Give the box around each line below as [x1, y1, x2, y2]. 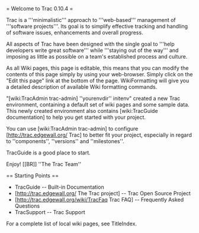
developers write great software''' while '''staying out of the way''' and [6, 47, 179, 54]
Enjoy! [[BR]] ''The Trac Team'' [6, 161, 82, 167]
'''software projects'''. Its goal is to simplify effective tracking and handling [6, 23, 188, 30]
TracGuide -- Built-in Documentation [14, 183, 105, 190]
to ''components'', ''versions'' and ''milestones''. [6, 138, 124, 144]
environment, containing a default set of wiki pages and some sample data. [6, 101, 190, 108]
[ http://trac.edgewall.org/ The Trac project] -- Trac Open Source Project [14, 190, 191, 197]
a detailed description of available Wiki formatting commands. [6, 83, 158, 90]
